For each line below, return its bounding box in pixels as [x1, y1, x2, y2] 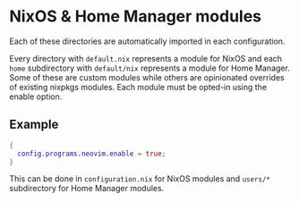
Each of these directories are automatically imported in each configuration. [9, 36, 286, 46]
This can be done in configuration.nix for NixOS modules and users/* [9, 173, 271, 184]
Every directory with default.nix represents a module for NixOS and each [9, 53, 283, 63]
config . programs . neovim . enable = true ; [17, 149, 167, 158]
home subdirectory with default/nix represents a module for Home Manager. [9, 63, 291, 73]
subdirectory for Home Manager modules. [9, 183, 165, 194]
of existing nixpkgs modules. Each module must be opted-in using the [9, 81, 267, 92]
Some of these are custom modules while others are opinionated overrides [9, 72, 285, 82]
